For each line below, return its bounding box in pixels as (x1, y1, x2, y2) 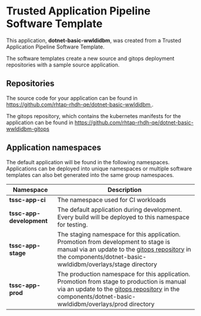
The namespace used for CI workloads (57, 195, 166, 204)
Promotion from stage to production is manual (57, 277, 187, 285)
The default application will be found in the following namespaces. (6, 158, 170, 165)
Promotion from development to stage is (57, 237, 170, 246)
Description (107, 185, 142, 194)
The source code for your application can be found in (6, 94, 138, 101)
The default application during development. (57, 205, 182, 213)
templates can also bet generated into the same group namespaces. (6, 171, 175, 178)
